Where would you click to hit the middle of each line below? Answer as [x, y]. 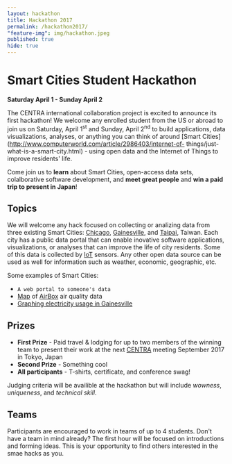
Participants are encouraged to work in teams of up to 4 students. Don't [110, 431]
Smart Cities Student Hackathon [102, 80]
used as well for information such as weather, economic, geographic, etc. [112, 262]
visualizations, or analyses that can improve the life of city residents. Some [114, 247]
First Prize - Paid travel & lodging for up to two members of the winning [119, 342]
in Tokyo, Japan [40, 357]
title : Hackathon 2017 [40, 20]
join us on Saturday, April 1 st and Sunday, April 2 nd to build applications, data [116, 128]
